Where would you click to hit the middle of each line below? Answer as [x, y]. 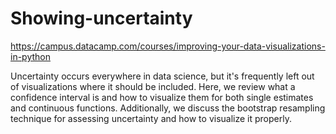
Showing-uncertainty [101, 18]
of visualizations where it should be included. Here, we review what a [153, 86]
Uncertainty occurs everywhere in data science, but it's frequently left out [162, 76]
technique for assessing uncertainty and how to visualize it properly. [151, 118]
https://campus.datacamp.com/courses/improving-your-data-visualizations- [168, 46]
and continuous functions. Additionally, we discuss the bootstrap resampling [168, 108]
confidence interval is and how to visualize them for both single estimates [162, 97]
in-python [30, 56]
